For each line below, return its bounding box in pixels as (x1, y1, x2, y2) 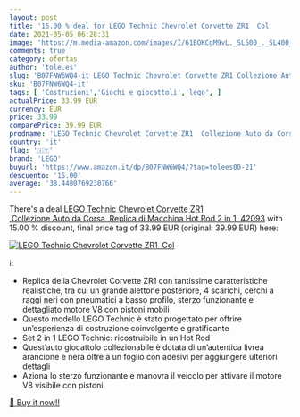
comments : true (9, 46, 66, 55)
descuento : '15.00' (9, 171, 82, 179)
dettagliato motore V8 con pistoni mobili (21, 304, 170, 315)
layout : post (9, 13, 58, 22)
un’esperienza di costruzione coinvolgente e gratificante (21, 323, 229, 334)
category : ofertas (9, 54, 78, 63)
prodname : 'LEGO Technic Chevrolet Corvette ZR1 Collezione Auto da (9, 129, 274, 138)
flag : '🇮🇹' (9, 146, 54, 154)
